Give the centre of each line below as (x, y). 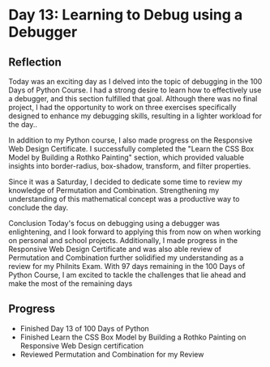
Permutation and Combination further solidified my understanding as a (126, 258)
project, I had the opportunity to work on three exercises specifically (122, 107)
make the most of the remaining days (71, 284)
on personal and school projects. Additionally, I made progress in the (123, 240)
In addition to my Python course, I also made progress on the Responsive (131, 140)
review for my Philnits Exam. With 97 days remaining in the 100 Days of (127, 266)
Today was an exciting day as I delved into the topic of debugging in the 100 (135, 81)
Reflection (35, 62)
